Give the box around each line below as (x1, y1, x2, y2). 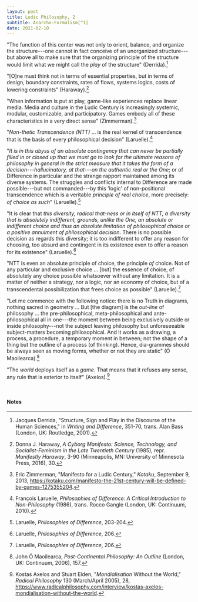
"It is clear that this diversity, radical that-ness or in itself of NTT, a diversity (6, 210, 190, 217)
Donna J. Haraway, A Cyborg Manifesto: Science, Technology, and (15, 440, 177, 448)
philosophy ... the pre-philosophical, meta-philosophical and (6, 310, 153, 317)
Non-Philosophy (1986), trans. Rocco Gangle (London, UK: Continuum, (15, 501, 187, 508)
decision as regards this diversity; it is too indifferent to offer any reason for (6, 235, 189, 242)
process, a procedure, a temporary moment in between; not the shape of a (6, 334, 187, 342)
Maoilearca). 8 (6, 353, 40, 361)
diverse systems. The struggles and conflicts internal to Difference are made (6, 178, 192, 186)
